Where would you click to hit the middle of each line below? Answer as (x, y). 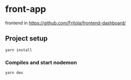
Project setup (27, 39)
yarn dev (14, 73)
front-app (26, 9)
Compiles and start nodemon (41, 62)
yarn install (19, 50)
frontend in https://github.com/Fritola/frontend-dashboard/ (65, 23)
